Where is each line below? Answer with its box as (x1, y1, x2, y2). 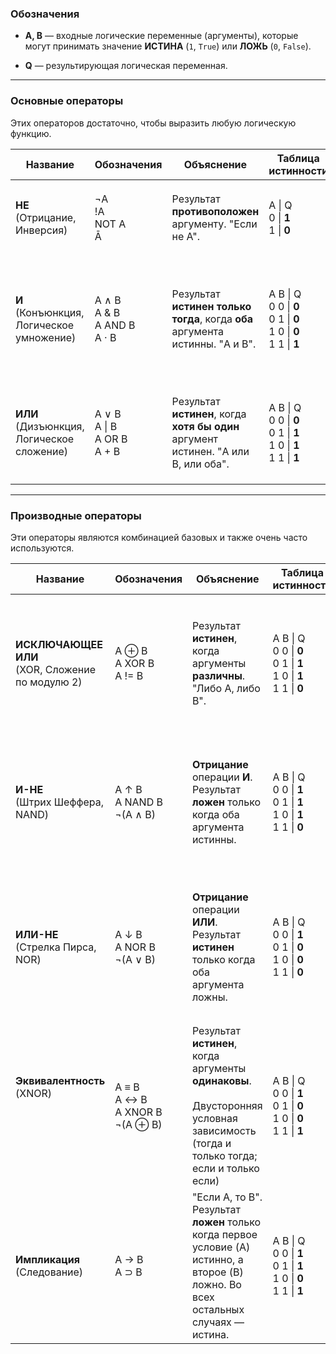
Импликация (15, 1252, 80, 1266)
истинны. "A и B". (171, 337, 257, 351)
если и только (191, 1161, 260, 1175)
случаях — (191, 1315, 245, 1329)
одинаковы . (191, 1073, 252, 1087)
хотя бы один (171, 419, 240, 433)
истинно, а (191, 1252, 244, 1266)
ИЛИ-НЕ (15, 927, 59, 941)
